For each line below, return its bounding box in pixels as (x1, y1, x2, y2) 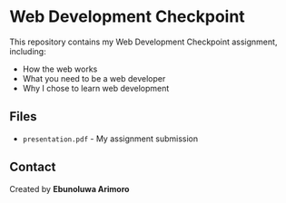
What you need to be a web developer (22, 72, 166, 83)
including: (9, 45, 47, 56)
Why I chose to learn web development (22, 82, 170, 93)
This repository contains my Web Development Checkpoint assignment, (9, 36, 278, 47)
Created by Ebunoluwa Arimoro (9, 183, 130, 194)
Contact (9, 159, 56, 175)
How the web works (22, 63, 98, 74)
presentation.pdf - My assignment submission (22, 133, 199, 144)
